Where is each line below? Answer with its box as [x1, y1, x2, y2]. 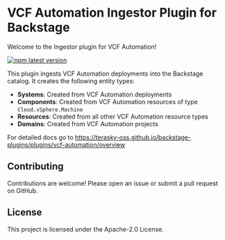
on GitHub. [7, 186, 38, 195]
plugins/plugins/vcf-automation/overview [7, 140, 126, 148]
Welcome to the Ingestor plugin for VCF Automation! [7, 42, 157, 51]
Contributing [7, 161, 64, 173]
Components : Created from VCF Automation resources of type [17, 97, 198, 105]
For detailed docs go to [7, 133, 74, 142]
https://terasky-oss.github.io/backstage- [75, 133, 192, 142]
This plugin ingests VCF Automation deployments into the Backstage [7, 69, 203, 78]
